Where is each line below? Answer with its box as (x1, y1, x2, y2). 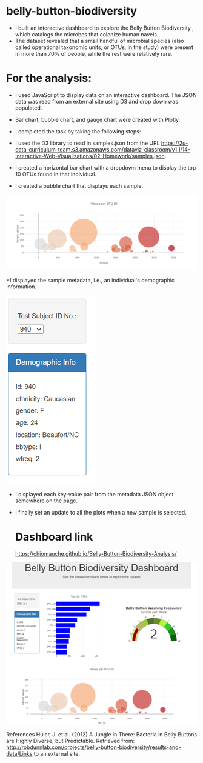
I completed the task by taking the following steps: (15, 127, 141, 135)
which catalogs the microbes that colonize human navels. (15, 30, 159, 38)
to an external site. (33, 750, 81, 757)
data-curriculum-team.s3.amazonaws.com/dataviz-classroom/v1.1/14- (15, 145, 191, 153)
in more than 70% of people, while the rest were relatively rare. (15, 50, 173, 57)
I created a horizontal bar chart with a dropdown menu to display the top (15, 164, 196, 171)
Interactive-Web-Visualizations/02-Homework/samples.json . (15, 152, 167, 159)
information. (6, 283, 37, 290)
